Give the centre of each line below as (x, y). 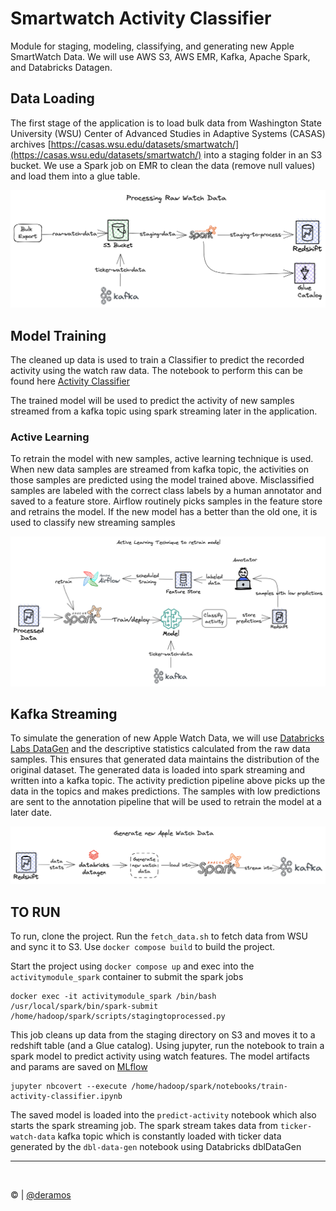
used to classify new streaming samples (93, 523)
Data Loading (52, 98)
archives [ (31, 144)
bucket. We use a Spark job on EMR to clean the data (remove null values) (163, 165)
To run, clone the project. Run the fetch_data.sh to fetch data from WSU (159, 936)
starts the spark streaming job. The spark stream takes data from (144, 1126)
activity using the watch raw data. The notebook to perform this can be (157, 371)
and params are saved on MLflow (79, 1067)
